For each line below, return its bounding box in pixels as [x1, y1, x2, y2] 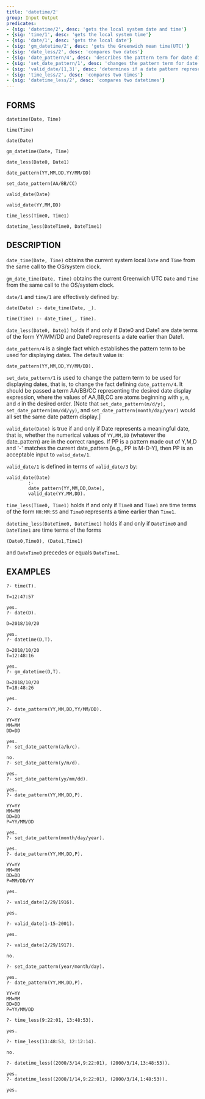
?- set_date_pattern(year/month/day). [6, 963, 105, 970]
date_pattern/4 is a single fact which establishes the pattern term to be [6, 344, 186, 352]
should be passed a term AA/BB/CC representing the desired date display [6, 387, 192, 394]
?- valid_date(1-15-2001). [6, 920, 75, 927]
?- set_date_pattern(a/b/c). [6, 744, 81, 750]
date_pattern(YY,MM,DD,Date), [28, 485, 105, 491]
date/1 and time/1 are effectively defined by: [6, 293, 119, 300]
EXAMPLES [6, 567, 51, 577]
